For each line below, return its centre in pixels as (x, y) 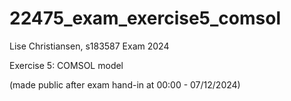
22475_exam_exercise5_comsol (145, 18)
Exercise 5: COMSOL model (66, 65)
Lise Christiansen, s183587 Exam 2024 (89, 46)
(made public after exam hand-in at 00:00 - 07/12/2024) (125, 84)
